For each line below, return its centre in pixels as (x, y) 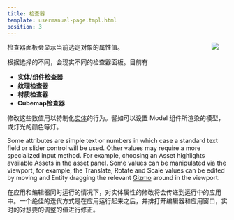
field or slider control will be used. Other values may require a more (104, 148)
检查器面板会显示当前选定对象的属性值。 (65, 47)
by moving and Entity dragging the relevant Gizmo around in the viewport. (114, 178)
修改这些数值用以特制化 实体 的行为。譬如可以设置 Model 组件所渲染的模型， (116, 118)
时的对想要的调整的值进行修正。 (53, 210)
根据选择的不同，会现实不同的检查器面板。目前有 (78, 62)
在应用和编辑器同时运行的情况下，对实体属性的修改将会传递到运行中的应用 (114, 192)
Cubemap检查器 (41, 103)
